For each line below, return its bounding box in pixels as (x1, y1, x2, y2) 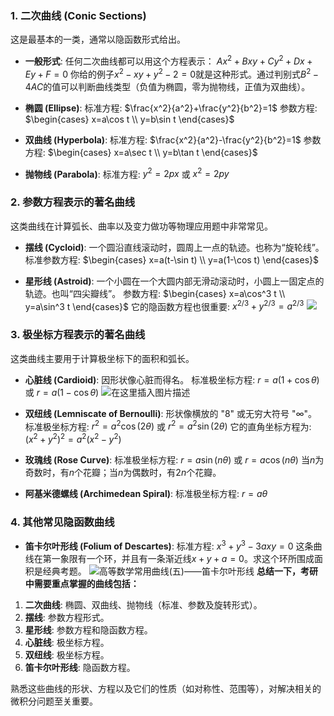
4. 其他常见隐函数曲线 (10, 515, 115, 529)
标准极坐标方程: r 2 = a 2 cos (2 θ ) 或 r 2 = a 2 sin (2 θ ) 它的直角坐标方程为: (24, 418, 312, 432)
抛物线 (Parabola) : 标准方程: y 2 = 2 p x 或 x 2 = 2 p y (24, 166, 230, 180)
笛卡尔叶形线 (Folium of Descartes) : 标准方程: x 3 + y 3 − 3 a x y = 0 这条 (24, 538, 314, 552)
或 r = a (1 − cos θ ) (24, 386, 100, 398)
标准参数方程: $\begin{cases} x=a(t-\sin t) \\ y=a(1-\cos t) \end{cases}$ (24, 253, 319, 266)
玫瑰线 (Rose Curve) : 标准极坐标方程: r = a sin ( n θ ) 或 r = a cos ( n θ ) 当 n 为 (24, 453, 325, 466)
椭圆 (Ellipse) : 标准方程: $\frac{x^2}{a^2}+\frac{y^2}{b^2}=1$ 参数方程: (24, 102, 318, 114)
